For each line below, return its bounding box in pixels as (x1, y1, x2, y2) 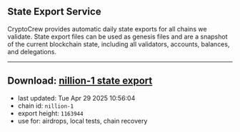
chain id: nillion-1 (17, 101, 74, 110)
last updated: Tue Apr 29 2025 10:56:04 (17, 93, 136, 102)
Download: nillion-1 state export (7, 75, 153, 87)
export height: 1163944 (17, 108, 84, 117)
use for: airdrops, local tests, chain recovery (17, 116, 148, 125)
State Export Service (7, 6, 101, 18)
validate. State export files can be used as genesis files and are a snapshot (7, 32, 228, 41)
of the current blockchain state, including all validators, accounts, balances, (7, 39, 230, 49)
